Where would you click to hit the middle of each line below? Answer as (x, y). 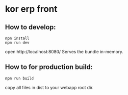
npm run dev (17, 43)
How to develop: (31, 27)
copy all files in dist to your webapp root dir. (50, 87)
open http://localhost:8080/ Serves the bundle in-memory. (64, 52)
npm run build (20, 78)
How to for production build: (49, 67)
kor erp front (31, 9)
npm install (17, 38)
